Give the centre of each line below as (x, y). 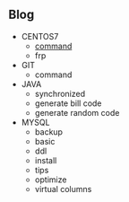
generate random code (77, 112)
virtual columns (63, 189)
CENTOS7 (40, 36)
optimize (51, 180)
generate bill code (68, 103)
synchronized (60, 93)
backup (49, 132)
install (46, 160)
